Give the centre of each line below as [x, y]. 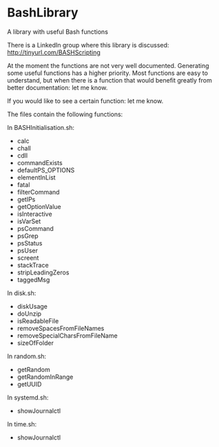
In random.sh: [27, 356]
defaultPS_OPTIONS [46, 170]
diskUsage [32, 306]
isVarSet [29, 221]
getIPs [26, 199]
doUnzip [29, 314]
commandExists [40, 162]
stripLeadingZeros [43, 272]
